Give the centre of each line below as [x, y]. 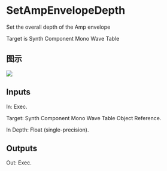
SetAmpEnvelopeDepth [66, 10]
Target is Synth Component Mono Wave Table [63, 38]
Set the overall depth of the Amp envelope [58, 27]
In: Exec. [17, 106]
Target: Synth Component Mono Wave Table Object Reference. [84, 118]
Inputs [19, 92]
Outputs [22, 148]
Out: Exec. [19, 163]
